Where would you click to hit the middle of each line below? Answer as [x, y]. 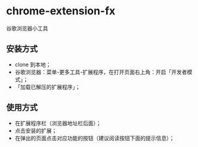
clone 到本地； [33, 65]
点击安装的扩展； [36, 130]
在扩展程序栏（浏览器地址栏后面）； [58, 123]
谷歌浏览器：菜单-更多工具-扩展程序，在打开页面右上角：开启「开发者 [101, 72]
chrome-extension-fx [61, 11]
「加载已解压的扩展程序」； [47, 87]
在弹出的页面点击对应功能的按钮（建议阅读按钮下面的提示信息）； [95, 138]
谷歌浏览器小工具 [27, 28]
